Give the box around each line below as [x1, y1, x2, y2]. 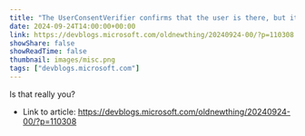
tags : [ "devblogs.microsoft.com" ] [9, 64, 141, 73]
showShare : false [9, 38, 75, 48]
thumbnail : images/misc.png [9, 55, 116, 64]
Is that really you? [9, 88, 75, 100]
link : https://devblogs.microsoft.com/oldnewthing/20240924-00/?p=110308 [9, 30, 295, 39]
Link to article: [22, 106, 76, 117]
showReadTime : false [9, 47, 88, 56]
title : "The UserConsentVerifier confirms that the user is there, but [9, 13, 286, 23]
